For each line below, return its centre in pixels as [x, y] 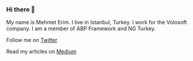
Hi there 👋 [21, 9]
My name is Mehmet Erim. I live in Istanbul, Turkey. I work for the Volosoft [96, 23]
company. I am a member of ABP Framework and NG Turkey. [81, 28]
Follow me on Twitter [32, 40]
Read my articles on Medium [41, 52]
